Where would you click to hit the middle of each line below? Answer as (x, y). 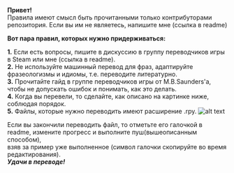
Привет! (20, 10)
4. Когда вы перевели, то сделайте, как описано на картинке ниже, (108, 96)
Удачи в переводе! (36, 162)
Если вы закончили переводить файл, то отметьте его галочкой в (105, 125)
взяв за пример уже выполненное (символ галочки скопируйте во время (117, 147)
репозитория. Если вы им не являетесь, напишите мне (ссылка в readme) (117, 25)
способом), (24, 140)
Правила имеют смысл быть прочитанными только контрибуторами (110, 17)
